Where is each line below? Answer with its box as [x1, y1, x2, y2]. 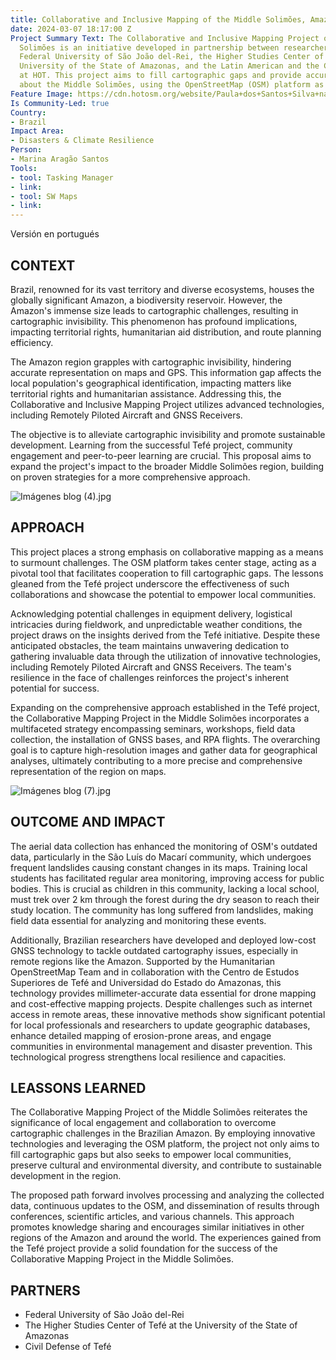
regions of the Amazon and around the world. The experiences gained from [10, 1232, 322, 1244]
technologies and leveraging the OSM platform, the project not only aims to [10, 1138, 320, 1150]
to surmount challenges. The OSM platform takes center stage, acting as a [10, 556, 317, 568]
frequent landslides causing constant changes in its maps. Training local [10, 861, 308, 873]
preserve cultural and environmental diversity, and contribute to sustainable [10, 1159, 322, 1171]
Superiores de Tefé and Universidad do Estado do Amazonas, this [10, 976, 282, 988]
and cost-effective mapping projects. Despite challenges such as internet [10, 997, 313, 1010]
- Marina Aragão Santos [10, 154, 110, 164]
